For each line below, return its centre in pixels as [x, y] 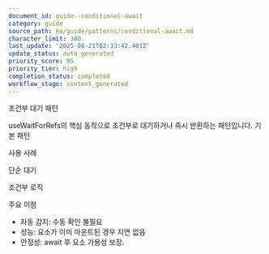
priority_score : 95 [41, 62]
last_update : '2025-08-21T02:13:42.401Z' [79, 46]
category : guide [36, 24]
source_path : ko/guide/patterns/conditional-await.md [101, 31]
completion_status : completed [60, 76]
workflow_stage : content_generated [68, 84]
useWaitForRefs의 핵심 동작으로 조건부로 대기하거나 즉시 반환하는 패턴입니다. [131, 125]
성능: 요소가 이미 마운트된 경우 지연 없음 [83, 231]
